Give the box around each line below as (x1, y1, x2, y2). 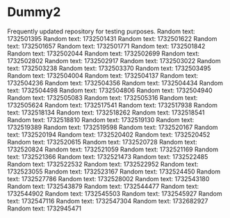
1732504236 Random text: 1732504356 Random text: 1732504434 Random (7, 78, 224, 87)
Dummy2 (7, 4, 61, 20)
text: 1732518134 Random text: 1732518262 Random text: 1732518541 (7, 108, 205, 117)
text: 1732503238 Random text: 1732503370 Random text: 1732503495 (7, 64, 211, 72)
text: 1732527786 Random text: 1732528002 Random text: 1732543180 (7, 174, 210, 183)
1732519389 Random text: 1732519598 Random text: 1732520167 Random (7, 123, 218, 131)
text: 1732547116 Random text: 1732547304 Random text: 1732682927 (7, 196, 208, 205)
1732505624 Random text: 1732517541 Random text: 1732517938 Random (7, 101, 217, 109)
